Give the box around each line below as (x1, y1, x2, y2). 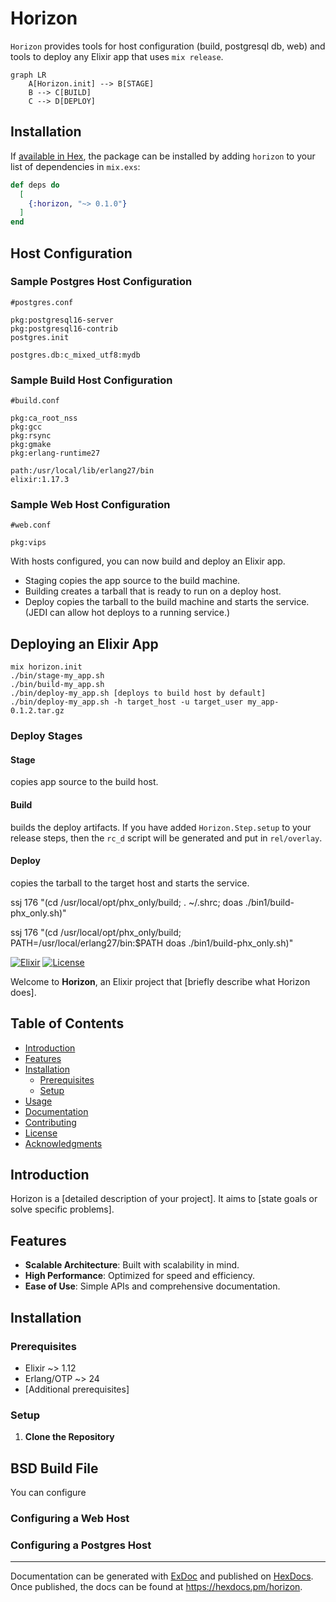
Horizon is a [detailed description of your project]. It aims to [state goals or (10, 1193, 318, 1205)
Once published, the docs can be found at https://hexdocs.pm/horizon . (10, 1581, 303, 1593)
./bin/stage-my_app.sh (10, 671, 105, 681)
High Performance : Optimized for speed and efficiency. (24, 1270, 256, 1282)
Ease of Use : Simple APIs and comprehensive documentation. (24, 1280, 281, 1292)
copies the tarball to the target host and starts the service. (10, 877, 250, 889)
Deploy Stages (10, 729, 83, 743)
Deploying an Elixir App (10, 635, 159, 652)
